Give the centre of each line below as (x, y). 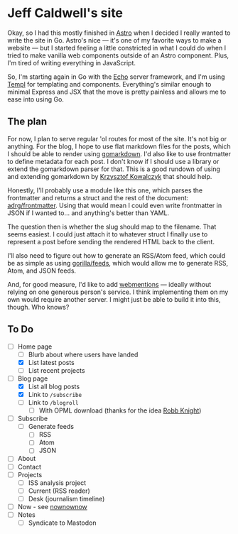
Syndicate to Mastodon (62, 523)
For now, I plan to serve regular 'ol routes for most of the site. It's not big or (117, 138)
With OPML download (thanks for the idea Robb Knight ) (120, 410)
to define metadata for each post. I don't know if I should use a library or (113, 161)
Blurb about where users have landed (83, 354)
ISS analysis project (57, 483)
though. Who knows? (38, 307)
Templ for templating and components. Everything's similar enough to (109, 84)
